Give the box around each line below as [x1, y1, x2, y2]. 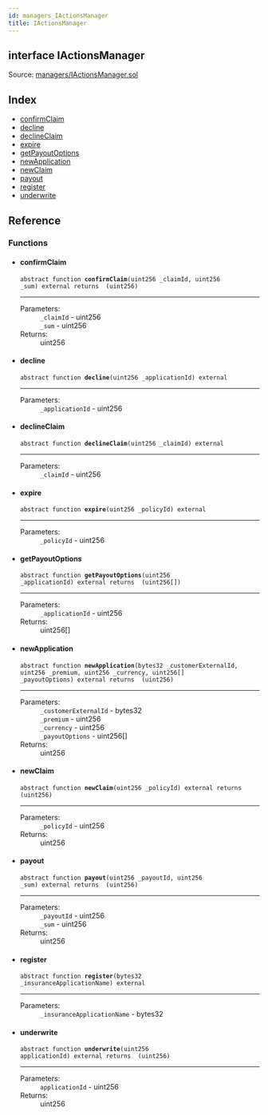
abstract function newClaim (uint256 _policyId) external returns [19, 784, 242, 792]
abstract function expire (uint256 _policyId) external [19, 506, 207, 514]
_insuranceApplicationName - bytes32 [39, 1010, 164, 1019]
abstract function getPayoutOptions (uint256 [19, 572, 171, 580]
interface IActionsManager [8, 49, 145, 62]
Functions [8, 237, 48, 248]
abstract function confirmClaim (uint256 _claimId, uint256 [19, 275, 221, 284]
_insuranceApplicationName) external [19, 979, 146, 987]
